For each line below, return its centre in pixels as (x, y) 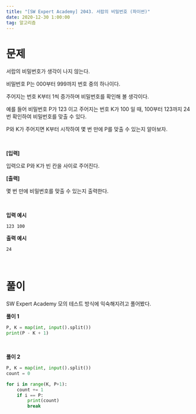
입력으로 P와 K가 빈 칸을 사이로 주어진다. (53, 166)
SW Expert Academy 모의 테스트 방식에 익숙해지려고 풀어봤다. (79, 304)
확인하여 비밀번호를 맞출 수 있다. (49, 117)
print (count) (44, 401)
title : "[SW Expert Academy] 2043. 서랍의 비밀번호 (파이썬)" (78, 12)
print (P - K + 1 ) (28, 333)
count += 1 (30, 390)
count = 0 (18, 373)
